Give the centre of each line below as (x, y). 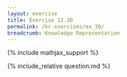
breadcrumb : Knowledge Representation (63, 33)
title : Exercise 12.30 (40, 20)
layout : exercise (32, 14)
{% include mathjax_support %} (53, 53)
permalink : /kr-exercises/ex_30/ (56, 26)
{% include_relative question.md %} (59, 66)
